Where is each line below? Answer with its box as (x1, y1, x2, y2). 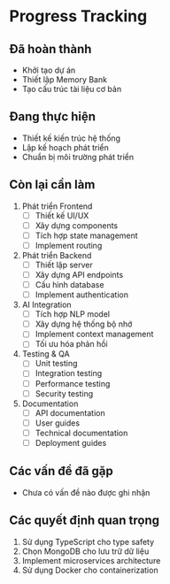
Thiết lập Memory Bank (21, 74, 108, 85)
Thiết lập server (35, 259, 93, 270)
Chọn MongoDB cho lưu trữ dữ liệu (21, 546, 150, 557)
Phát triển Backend (21, 250, 92, 260)
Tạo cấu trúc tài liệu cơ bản (21, 84, 122, 94)
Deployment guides (35, 437, 107, 448)
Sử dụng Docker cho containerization (21, 565, 158, 575)
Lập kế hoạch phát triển (21, 142, 109, 152)
